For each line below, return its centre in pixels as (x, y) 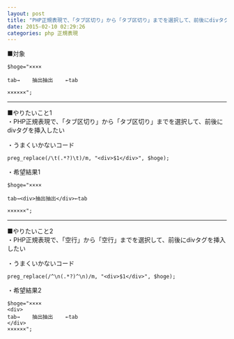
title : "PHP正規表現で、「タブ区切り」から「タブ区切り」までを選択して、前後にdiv (113, 20)
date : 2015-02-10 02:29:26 (46, 26)
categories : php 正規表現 (43, 33)
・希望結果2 (24, 290)
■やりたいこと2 (30, 231)
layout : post (26, 14)
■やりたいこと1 (30, 113)
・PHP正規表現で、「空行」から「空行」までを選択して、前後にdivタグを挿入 (117, 240)
